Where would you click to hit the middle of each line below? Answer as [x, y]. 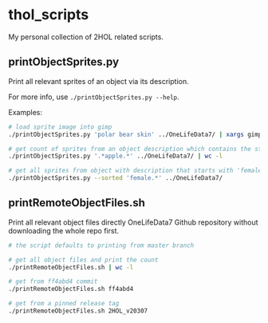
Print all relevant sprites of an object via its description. [99, 81]
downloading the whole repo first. [64, 230]
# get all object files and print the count [83, 260]
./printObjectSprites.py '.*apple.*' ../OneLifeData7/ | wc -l [116, 156]
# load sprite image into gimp [60, 127]
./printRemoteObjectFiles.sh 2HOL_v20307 [78, 311]
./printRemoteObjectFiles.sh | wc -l [71, 267]
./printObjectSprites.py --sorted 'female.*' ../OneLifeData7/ [116, 178]
